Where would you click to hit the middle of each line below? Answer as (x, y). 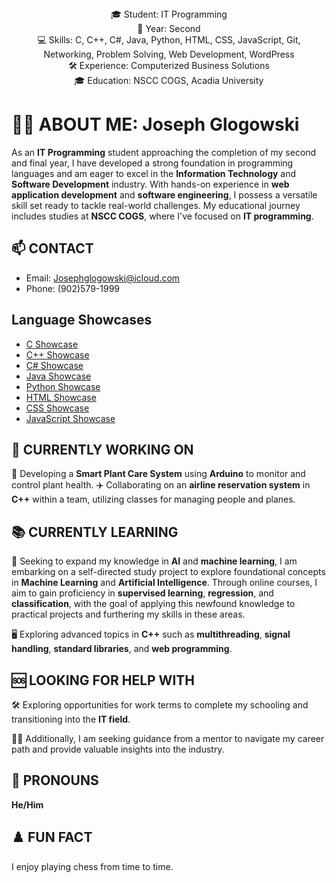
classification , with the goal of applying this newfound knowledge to (153, 604)
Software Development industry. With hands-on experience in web (150, 184)
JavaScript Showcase (70, 418)
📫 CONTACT (52, 248)
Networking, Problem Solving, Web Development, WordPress (169, 54)
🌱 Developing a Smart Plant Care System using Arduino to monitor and (158, 474)
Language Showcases (82, 320)
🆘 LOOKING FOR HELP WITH (103, 680)
